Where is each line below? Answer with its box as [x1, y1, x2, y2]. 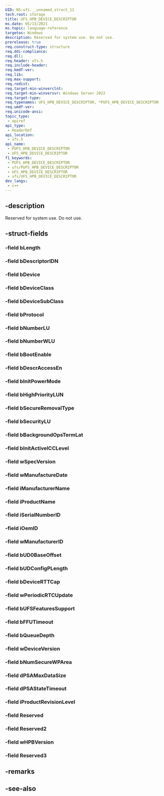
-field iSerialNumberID [5, 512, 61, 519]
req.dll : [5, 53, 23, 59]
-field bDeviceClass [5, 284, 54, 291]
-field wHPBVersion [5, 739, 54, 746]
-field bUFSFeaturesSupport [5, 605, 76, 612]
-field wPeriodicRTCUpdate [5, 591, 73, 598]
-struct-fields [5, 230, 48, 238]
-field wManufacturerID [5, 538, 64, 545]
